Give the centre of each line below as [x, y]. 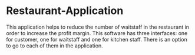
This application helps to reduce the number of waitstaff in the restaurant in [98, 27]
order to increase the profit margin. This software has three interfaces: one [97, 33]
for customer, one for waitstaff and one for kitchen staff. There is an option [97, 39]
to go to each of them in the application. [54, 46]
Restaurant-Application [65, 11]
